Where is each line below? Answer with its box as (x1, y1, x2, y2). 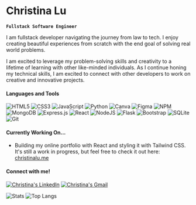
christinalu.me (14, 154, 49, 162)
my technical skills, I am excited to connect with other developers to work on (6, 70, 191, 77)
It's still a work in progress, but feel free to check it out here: (14, 148, 160, 155)
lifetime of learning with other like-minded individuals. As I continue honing (6, 63, 187, 71)
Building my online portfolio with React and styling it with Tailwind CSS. (14, 142, 186, 149)
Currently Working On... (6, 129, 66, 136)
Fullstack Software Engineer (6, 23, 77, 29)
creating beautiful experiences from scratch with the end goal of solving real (6, 40, 191, 47)
